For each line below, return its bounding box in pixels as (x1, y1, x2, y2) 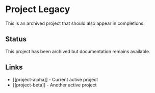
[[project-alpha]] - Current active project (12, 76, 98, 82)
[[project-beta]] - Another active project (12, 82, 97, 88)
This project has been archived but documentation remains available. (5, 48, 150, 54)
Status (5, 35, 27, 43)
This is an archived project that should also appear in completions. (5, 20, 145, 26)
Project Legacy (5, 4, 70, 15)
